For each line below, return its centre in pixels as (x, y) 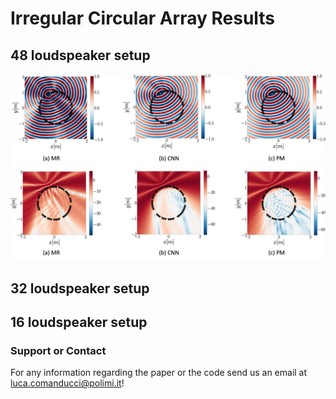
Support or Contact (58, 350)
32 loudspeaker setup (80, 288)
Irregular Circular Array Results (143, 18)
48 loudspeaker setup (80, 55)
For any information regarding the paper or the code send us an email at (159, 373)
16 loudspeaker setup (79, 322)
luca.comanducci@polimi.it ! (67, 383)
